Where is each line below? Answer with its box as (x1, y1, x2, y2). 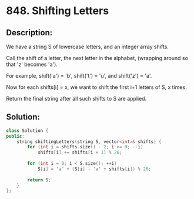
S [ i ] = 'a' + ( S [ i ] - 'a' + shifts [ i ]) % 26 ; (37, 166, 152, 172)
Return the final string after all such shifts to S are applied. (6, 95, 147, 102)
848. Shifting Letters (6, 4, 109, 18)
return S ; (27, 177, 51, 183)
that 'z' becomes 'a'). (6, 61, 58, 68)
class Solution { (6, 128, 49, 134)
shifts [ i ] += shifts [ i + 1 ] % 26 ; (37, 150, 122, 155)
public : (6, 133, 25, 139)
